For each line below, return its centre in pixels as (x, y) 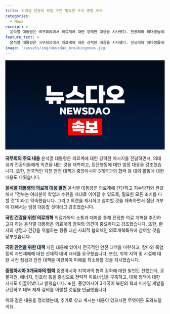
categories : (18, 16)
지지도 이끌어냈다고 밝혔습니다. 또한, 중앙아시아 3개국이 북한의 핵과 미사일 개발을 (85, 283)
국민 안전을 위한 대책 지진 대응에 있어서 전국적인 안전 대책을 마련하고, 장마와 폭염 (84, 247)
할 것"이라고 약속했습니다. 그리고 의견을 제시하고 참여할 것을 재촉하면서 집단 (80, 201)
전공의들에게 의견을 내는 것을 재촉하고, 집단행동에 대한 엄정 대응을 (79, 165)
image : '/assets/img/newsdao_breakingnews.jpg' (56, 48)
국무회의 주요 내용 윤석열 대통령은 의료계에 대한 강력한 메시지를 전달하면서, (79, 159)
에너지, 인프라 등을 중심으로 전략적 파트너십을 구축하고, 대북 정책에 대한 (90, 277)
